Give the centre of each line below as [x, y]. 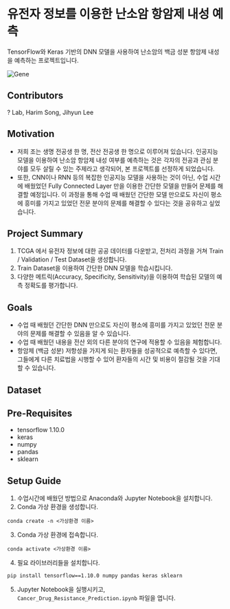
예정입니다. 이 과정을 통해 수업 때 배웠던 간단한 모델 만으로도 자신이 [119, 194]
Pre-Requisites [40, 413]
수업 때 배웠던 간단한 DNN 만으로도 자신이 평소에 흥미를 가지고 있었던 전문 [116, 325]
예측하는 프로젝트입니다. [46, 60]
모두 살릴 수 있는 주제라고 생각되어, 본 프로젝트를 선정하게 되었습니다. [122, 169]
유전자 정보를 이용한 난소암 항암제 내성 [108, 14]
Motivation [31, 134]
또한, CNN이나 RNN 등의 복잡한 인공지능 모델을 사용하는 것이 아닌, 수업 [112, 177]
